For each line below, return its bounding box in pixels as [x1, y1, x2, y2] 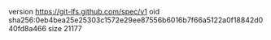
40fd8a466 [8, 24, 47, 33]
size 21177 [48, 24, 83, 33]
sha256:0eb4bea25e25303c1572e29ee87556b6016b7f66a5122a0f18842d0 [8, 15, 264, 25]
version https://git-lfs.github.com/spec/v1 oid [8, 7, 160, 16]
